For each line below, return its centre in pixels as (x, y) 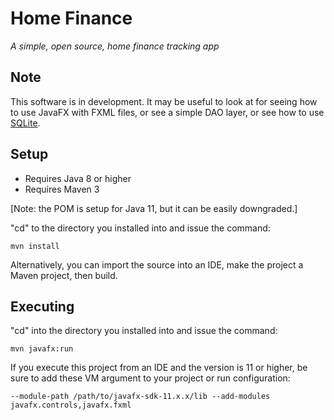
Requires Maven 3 (62, 189)
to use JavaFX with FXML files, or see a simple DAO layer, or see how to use (167, 112)
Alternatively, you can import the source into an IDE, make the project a (157, 264)
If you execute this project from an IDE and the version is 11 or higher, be (159, 368)
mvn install (35, 246)
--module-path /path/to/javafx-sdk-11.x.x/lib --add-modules (140, 397)
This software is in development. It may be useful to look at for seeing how (164, 101)
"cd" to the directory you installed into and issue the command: (140, 228)
